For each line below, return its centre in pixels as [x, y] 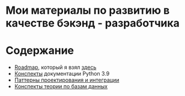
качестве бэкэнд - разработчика [92, 23]
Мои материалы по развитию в [88, 10]
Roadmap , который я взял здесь [55, 67]
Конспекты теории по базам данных [61, 86]
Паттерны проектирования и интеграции [67, 80]
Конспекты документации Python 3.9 [62, 74]
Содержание [40, 51]
